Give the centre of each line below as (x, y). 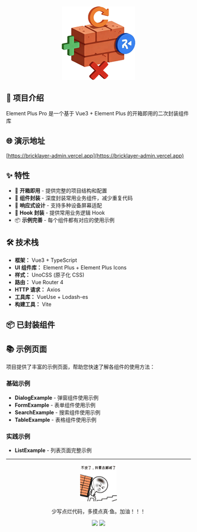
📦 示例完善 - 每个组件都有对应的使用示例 (64, 220)
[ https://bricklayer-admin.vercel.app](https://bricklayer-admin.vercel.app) (95, 155)
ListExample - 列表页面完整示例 (53, 450)
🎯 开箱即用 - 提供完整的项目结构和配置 (61, 191)
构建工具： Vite (33, 304)
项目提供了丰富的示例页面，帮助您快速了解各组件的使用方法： (81, 367)
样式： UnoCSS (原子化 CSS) (50, 275)
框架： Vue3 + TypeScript (46, 260)
